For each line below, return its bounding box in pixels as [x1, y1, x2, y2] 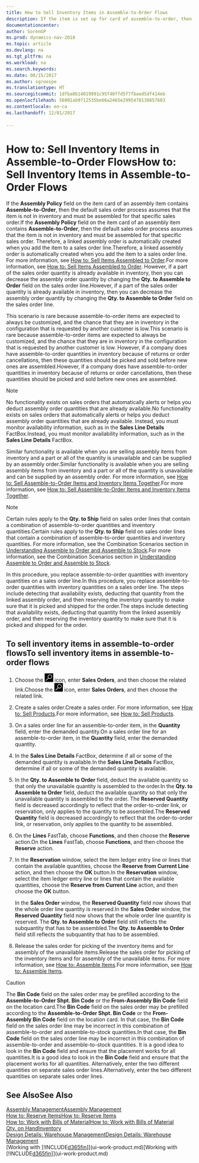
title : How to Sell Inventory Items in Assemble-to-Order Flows [6, 10, 168, 15]
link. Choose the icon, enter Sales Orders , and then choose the [14, 686, 178, 694]
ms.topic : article [6, 41, 52, 47]
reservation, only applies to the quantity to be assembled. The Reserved [14, 808, 190, 815]
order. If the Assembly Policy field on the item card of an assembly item [6, 219, 181, 226]
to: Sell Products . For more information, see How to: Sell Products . [14, 710, 175, 717]
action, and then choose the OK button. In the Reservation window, [14, 869, 179, 876]
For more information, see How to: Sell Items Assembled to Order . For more [6, 257, 188, 264]
